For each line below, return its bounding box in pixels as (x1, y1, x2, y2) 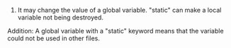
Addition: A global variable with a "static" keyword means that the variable (7, 27, 225, 35)
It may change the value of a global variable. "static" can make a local (17, 6, 222, 14)
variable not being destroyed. (17, 13, 104, 22)
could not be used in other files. (7, 34, 101, 42)
